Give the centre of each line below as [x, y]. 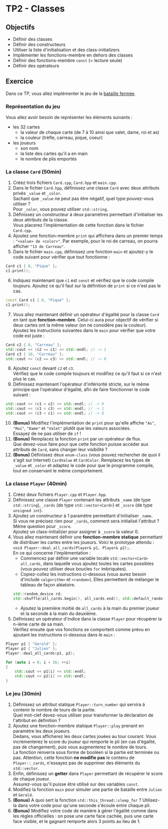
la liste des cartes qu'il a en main [54, 153]
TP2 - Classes [35, 9]
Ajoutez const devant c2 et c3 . [43, 368]
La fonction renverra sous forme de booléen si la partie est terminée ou [86, 752]
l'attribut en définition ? [37, 720]
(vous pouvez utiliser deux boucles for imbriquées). [74, 569]
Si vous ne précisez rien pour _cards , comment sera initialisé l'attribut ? [86, 521]
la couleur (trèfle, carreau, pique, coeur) [62, 137]
